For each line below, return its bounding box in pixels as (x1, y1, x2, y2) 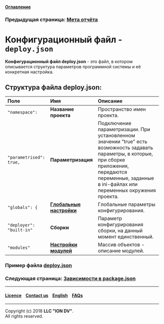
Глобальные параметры (98, 201, 155, 208)
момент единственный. (98, 233, 154, 240)
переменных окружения (98, 187, 156, 194)
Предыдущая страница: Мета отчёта (5, 16, 98, 23)
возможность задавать (98, 144, 153, 151)
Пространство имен (98, 106, 146, 113)
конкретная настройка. (5, 69, 54, 75)
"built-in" (7, 227, 33, 233)
